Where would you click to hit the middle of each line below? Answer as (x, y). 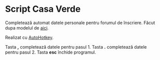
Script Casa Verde (43, 9)
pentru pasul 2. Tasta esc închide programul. (50, 52)
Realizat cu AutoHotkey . (29, 37)
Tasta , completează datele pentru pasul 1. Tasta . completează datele (76, 47)
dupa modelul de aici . (27, 28)
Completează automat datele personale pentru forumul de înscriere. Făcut (80, 23)
